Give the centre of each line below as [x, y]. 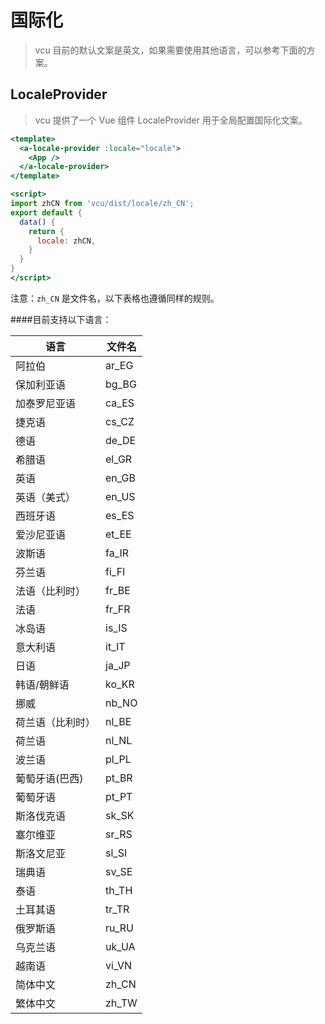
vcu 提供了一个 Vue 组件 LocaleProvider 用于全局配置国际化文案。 [171, 120]
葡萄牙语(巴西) [49, 778]
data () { [37, 222]
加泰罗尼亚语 [46, 403]
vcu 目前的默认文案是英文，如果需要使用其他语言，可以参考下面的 [170, 50]
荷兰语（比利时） [56, 722]
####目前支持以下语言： [61, 319]
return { [46, 231]
